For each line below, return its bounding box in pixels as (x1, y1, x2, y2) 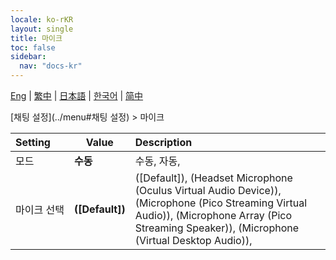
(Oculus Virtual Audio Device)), (134, 184, 282, 197)
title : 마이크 (10, 33, 63, 43)
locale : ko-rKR (10, 14, 74, 25)
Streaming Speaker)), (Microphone (134, 221, 300, 235)
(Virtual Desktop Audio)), (134, 234, 253, 247)
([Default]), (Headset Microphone (134, 171, 293, 185)
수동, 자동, (134, 154, 181, 168)
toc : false (10, 42, 56, 53)
